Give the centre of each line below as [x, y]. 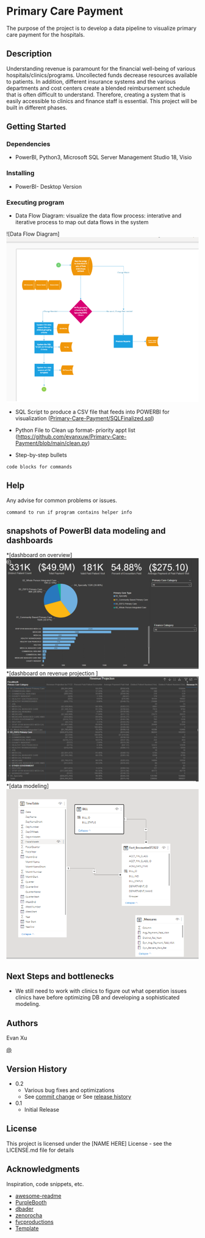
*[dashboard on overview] [39, 555]
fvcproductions [34, 1222]
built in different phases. [37, 107]
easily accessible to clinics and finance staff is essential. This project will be [102, 101]
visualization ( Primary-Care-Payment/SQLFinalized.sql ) [85, 418]
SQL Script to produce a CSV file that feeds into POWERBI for [92, 412]
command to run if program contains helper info [69, 512]
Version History [37, 1069]
